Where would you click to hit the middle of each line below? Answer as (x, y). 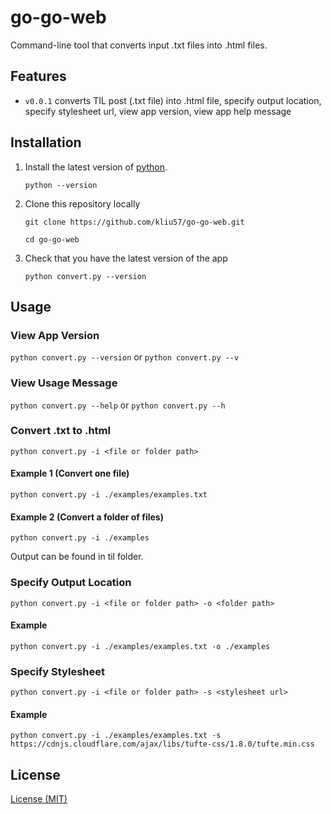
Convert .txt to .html (60, 431)
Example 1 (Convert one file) (70, 473)
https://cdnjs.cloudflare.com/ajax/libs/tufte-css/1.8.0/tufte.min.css (162, 744)
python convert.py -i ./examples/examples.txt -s (116, 736)
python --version (61, 185)
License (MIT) (39, 799)
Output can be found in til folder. (77, 557)
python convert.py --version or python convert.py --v (125, 357)
